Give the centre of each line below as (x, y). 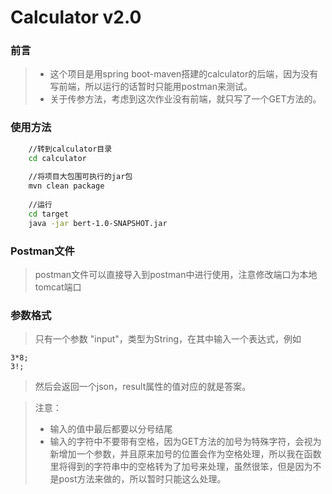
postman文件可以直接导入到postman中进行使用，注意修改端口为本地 (176, 274)
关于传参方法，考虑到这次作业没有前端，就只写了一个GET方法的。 (185, 99)
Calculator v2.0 (76, 17)
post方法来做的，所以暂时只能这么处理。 (142, 479)
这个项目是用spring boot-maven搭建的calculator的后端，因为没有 (184, 74)
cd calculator (57, 158)
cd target (49, 214)
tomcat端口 (58, 287)
